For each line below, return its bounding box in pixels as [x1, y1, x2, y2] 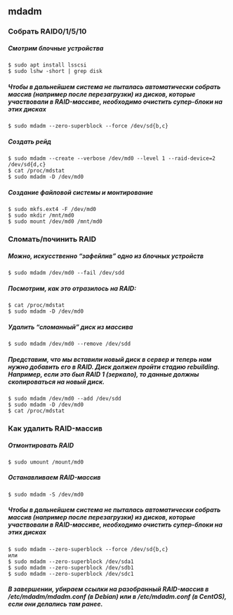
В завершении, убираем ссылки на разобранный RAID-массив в [8, 585, 209, 593]
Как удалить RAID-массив [8, 424, 102, 433]
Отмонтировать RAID [8, 441, 74, 450]
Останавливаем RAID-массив [8, 473, 101, 482]
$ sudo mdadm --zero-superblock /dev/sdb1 [8, 564, 134, 571]
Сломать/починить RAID [8, 234, 97, 244]
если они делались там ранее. [8, 600, 103, 609]
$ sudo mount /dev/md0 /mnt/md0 [8, 218, 102, 225]
